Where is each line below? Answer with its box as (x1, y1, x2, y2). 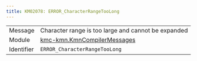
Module (9, 35, 31, 44)
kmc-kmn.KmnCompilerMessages (40, 35, 136, 44)
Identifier (9, 45, 34, 53)
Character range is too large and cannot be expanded (40, 26, 188, 34)
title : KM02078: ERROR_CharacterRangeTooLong (6, 8, 119, 15)
